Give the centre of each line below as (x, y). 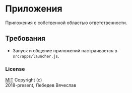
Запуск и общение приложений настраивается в (65, 50)
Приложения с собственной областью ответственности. (66, 23)
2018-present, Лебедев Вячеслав (41, 85)
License (15, 69)
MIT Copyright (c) (24, 80)
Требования (25, 38)
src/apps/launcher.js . (36, 56)
